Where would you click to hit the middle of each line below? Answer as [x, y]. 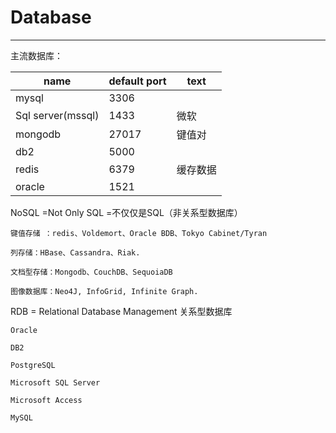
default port [137, 81]
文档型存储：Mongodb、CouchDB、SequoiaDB [91, 272]
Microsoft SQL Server [55, 382]
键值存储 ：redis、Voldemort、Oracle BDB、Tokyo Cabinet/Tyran [139, 233]
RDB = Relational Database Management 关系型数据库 [121, 311]
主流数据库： [36, 55]
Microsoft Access [46, 400]
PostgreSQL [33, 365]
